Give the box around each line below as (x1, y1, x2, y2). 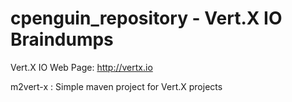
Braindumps (10, 28, 114, 51)
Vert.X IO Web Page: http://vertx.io (10, 61, 153, 73)
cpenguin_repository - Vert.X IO (10, 7, 283, 30)
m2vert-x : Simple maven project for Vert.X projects (10, 80, 223, 92)
